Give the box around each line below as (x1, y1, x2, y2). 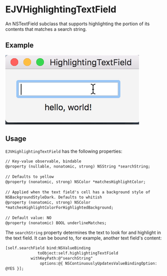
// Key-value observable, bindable (5, 158, 82, 164)
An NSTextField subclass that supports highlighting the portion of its (5, 21, 150, 27)
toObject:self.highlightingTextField (38, 250, 118, 255)
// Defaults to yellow (5, 174, 54, 179)
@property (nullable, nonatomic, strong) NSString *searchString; (5, 163, 151, 169)
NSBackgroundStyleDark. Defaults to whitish (5, 194, 102, 200)
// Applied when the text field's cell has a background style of (5, 189, 151, 195)
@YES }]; (5, 266, 24, 271)
